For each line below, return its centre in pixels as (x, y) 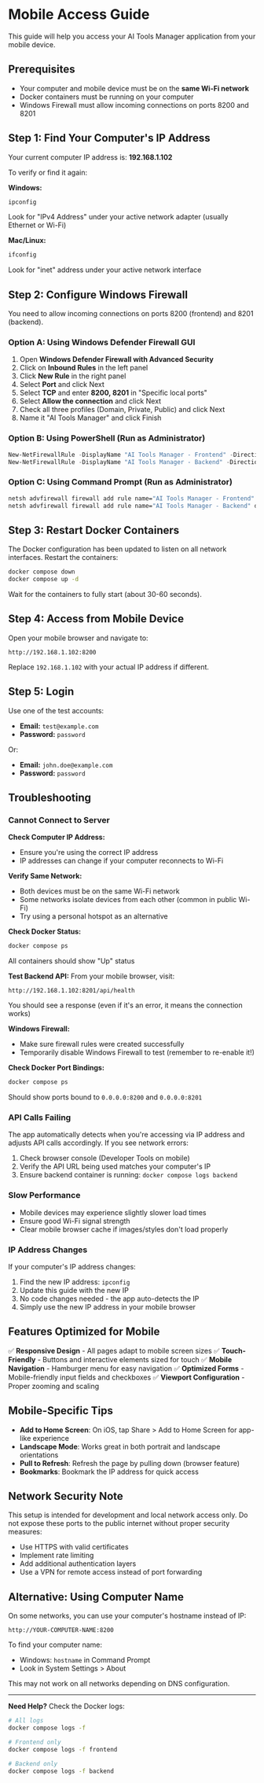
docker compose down (42, 572)
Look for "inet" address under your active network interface (105, 270)
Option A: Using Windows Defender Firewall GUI (102, 342)
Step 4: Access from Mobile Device (96, 619)
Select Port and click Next (62, 385)
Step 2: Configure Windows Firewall (98, 295)
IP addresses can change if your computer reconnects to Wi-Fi (121, 861)
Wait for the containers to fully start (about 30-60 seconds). (105, 595)
